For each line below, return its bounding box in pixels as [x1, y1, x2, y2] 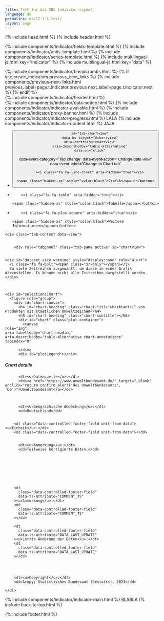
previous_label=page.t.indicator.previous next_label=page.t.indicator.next [5, 84, 153, 90]
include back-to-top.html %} [5, 602, 62, 608]
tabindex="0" [5, 339, 32, 344]
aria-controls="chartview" [63, 140, 116, 145]
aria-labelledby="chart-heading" [5, 330, 73, 335]
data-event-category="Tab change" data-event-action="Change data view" [19, 156, 152, 162]
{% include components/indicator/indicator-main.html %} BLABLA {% [5, 597, 145, 602]
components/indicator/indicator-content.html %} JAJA [5, 121, 115, 127]
